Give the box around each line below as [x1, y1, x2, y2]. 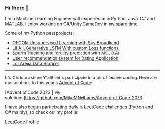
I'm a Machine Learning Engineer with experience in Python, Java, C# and [5, 16, 155, 22]
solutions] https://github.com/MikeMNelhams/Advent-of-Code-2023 [5, 95, 142, 101]
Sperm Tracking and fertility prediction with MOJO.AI [12, 50, 119, 56]
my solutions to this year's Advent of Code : [5, 80, 92, 86]
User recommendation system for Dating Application [12, 55, 119, 61]
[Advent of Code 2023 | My [5, 89, 61, 95]
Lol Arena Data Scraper [12, 61, 60, 67]
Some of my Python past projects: [5, 30, 74, 36]
